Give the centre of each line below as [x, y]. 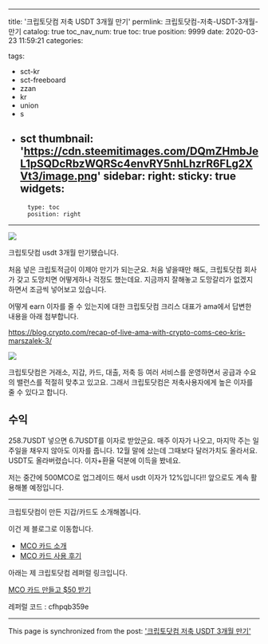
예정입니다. [47, 487]
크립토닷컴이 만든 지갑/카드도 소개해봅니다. [75, 512]
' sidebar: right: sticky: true [167, 176]
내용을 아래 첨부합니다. [43, 316]
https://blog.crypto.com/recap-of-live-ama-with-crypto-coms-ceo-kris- [127, 332]
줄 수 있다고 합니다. [38, 392]
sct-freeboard [43, 80]
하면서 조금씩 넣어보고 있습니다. [57, 289]
